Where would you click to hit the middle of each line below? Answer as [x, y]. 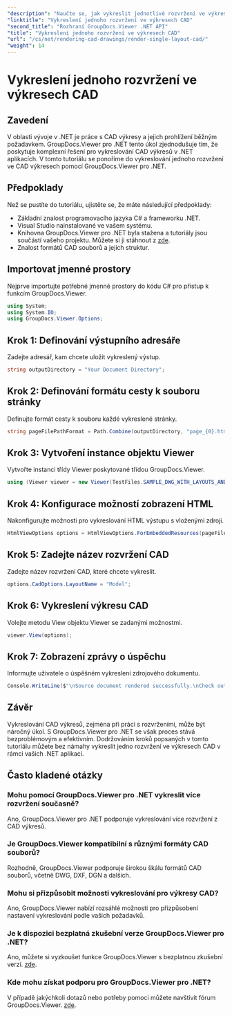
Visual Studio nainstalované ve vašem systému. [85, 225]
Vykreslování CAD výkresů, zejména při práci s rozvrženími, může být [106, 724]
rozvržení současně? [43, 804]
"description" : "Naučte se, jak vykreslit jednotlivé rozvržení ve [106, 13]
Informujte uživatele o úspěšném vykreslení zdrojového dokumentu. [104, 673]
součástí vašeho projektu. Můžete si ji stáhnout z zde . [94, 240]
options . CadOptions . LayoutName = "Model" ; [69, 584]
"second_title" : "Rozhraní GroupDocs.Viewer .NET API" [88, 26]
